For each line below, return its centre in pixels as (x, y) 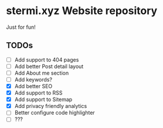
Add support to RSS (38, 93)
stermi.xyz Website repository (82, 11)
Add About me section (42, 73)
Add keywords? (33, 79)
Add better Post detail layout (49, 66)
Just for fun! (21, 27)
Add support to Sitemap (43, 100)
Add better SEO (33, 86)
